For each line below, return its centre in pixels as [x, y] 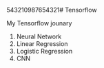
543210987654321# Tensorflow [52, 10]
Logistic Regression [44, 51]
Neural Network [39, 36]
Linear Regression [42, 44]
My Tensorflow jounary [39, 23]
